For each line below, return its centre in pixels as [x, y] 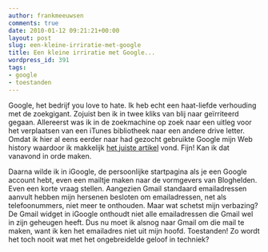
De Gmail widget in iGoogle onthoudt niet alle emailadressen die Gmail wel [131, 214]
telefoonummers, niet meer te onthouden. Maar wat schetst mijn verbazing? [133, 205]
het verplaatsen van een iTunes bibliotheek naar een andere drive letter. [127, 130]
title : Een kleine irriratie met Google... [82, 53]
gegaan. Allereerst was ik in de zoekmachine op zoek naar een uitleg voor [130, 122]
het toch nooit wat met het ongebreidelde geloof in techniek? [109, 239]
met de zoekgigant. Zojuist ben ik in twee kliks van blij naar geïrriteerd [124, 113]
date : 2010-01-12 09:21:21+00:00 [64, 30]
